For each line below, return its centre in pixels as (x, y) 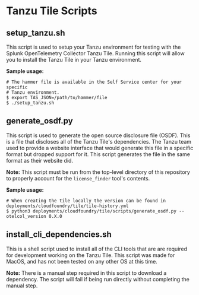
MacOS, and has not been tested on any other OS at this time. (82, 261)
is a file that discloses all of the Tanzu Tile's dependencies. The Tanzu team (99, 141)
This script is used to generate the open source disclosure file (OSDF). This (98, 135)
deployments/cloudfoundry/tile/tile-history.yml (67, 206)
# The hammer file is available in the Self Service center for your (94, 82)
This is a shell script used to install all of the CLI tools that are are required (97, 249)
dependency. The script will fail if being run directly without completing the (98, 279)
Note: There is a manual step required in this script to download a (86, 273)
